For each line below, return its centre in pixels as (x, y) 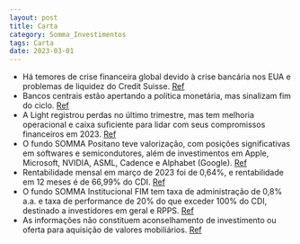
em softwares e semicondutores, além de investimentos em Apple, (146, 153)
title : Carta (34, 26)
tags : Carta (31, 43)
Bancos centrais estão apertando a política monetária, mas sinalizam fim (157, 96)
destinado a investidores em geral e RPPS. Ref (108, 211)
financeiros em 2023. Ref (69, 134)
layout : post (34, 18)
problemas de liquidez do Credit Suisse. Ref (103, 86)
